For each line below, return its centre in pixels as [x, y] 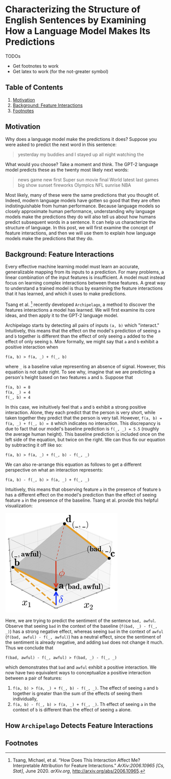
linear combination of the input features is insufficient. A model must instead [85, 277]
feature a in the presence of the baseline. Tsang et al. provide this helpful [82, 500]
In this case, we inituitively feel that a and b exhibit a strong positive [76, 407]
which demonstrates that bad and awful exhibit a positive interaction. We [81, 667]
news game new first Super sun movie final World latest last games [88, 179]
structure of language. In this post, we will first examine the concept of [79, 227]
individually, [25, 699]
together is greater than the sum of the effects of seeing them [77, 694]
